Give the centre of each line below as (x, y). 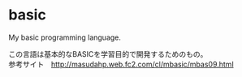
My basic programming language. (65, 37)
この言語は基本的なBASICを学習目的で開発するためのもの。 (108, 53)
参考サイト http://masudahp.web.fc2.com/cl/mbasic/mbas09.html (121, 64)
